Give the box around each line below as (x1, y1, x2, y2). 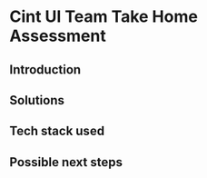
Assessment (9, 25, 106, 46)
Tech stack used (9, 124, 105, 139)
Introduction (9, 62, 82, 77)
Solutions (9, 93, 65, 108)
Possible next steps (9, 154, 123, 170)
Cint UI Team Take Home (9, 6, 198, 27)
